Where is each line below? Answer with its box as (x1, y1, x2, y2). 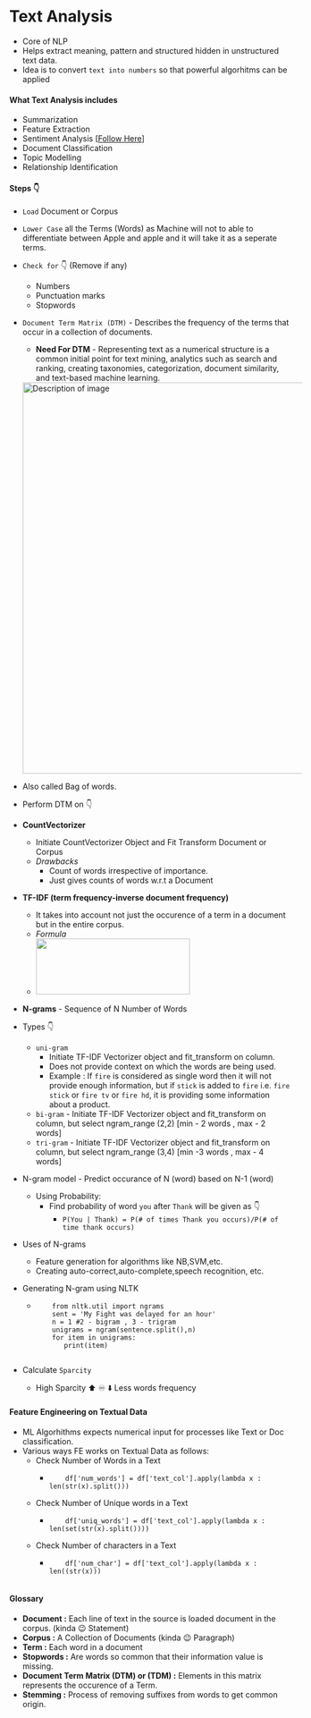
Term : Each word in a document (21, 1641, 143, 1652)
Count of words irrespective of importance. (48, 866, 208, 876)
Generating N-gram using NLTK (21, 1283, 139, 1294)
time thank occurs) (62, 1223, 136, 1232)
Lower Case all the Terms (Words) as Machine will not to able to (21, 224, 254, 234)
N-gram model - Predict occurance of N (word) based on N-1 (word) (21, 1173, 274, 1184)
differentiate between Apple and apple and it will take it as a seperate (21, 233, 277, 243)
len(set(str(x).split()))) (48, 1524, 150, 1533)
